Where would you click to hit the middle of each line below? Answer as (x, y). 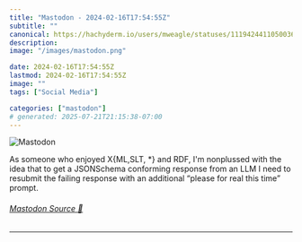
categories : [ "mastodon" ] (58, 108)
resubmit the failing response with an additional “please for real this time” (145, 178)
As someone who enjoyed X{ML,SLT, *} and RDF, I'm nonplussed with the (146, 160)
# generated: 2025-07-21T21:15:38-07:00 (86, 117)
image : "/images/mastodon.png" (68, 51)
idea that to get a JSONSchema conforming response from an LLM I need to (150, 169)
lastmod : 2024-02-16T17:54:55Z (68, 76)
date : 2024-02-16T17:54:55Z (62, 67)
